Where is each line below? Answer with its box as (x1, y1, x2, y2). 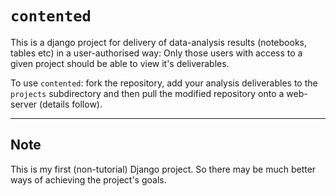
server (10, 98, 38, 110)
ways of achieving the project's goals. (10, 173, 167, 186)
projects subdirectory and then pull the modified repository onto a (10, 87, 285, 99)
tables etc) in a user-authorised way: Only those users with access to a (10, 47, 303, 59)
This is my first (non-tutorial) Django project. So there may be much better (10, 163, 317, 175)
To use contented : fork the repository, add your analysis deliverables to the (10, 77, 318, 89)
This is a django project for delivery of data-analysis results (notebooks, (10, 36, 307, 48)
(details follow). (39, 98, 103, 110)
